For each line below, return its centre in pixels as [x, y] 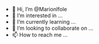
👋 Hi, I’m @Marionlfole [39, 9]
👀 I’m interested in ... [37, 15]
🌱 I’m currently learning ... [44, 22]
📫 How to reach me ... [40, 35]
